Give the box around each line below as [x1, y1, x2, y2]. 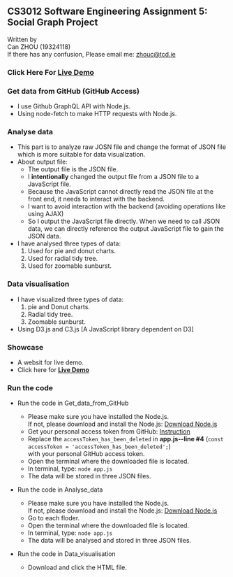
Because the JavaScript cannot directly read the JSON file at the [27, 187, 214, 196]
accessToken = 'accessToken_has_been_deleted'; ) [27, 442, 171, 450]
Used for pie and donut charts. [27, 247, 116, 255]
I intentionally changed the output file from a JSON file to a [27, 173, 200, 181]
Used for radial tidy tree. [27, 255, 98, 263]
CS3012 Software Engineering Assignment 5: [7, 6, 208, 17]
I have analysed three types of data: [17, 239, 121, 248]
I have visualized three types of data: [17, 295, 124, 304]
